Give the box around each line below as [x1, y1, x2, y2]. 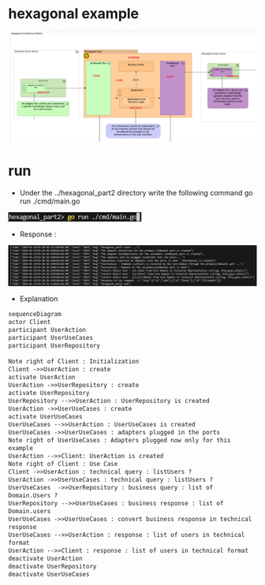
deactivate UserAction [8, 555, 83, 563]
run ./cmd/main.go [19, 196, 80, 206]
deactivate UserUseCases [8, 571, 90, 579]
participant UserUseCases [8, 334, 93, 342]
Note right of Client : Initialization [8, 358, 140, 366]
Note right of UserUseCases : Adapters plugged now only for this [8, 437, 231, 445]
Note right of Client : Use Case [8, 460, 118, 468]
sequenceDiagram [8, 311, 62, 319]
